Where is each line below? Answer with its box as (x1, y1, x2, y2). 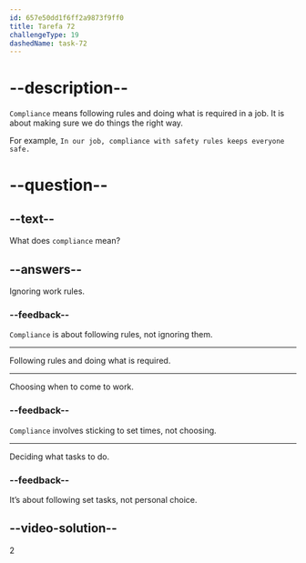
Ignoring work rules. (9, 286, 85, 297)
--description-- (9, 78, 129, 98)
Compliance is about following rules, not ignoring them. (9, 329, 213, 340)
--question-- (9, 175, 108, 196)
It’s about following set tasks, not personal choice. (9, 494, 198, 505)
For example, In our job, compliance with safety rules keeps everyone (9, 136, 285, 146)
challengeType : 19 (9, 30, 79, 39)
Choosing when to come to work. (9, 381, 135, 392)
